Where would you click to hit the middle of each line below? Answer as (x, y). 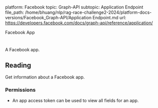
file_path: (15, 12)
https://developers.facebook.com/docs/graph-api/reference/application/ (79, 23)
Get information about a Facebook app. (45, 77)
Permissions (20, 90)
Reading (18, 65)
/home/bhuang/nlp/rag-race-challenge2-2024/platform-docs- (88, 12)
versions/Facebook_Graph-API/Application (48, 18)
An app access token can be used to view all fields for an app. (76, 101)
